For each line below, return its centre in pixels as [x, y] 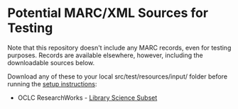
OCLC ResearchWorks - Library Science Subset [87, 98]
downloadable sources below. [51, 62]
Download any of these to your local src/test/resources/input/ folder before [118, 76]
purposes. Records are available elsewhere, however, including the [106, 55]
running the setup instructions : [52, 84]
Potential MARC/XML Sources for [108, 13]
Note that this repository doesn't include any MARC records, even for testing [119, 47]
